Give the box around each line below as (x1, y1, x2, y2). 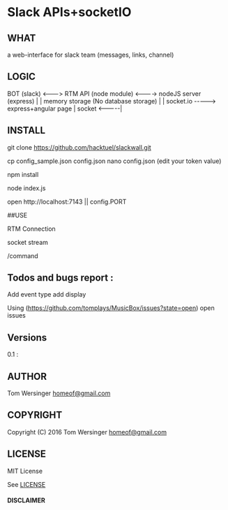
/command (7, 251, 38, 260)
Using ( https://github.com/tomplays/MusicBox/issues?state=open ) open (7, 304, 215, 312)
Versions (7, 332, 47, 343)
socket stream (7, 238, 49, 246)
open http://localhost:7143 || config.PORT (7, 197, 127, 206)
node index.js (7, 183, 46, 192)
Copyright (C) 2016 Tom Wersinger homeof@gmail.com (7, 427, 167, 436)
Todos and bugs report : (7, 272, 114, 284)
